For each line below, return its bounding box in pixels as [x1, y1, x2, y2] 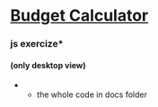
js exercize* [10, 38, 64, 50]
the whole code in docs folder [36, 89, 147, 100]
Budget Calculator [10, 5, 149, 26]
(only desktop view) [10, 59, 86, 70]
